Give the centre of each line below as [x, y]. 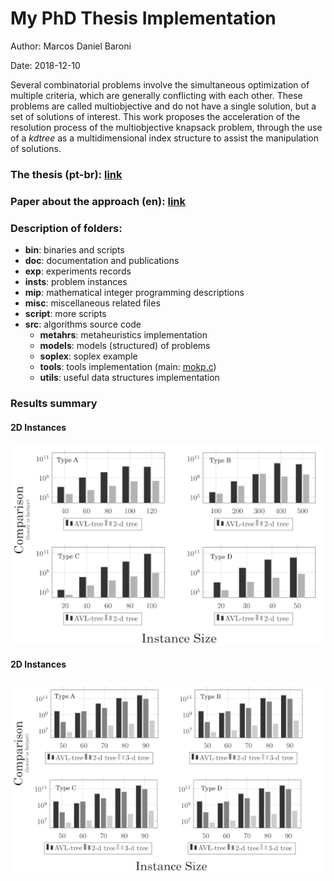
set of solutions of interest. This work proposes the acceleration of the [155, 116]
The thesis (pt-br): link [66, 174]
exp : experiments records [78, 271]
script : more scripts [65, 314]
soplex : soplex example [88, 356]
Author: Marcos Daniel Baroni [71, 46]
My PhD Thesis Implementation [143, 18]
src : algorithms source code [83, 324]
